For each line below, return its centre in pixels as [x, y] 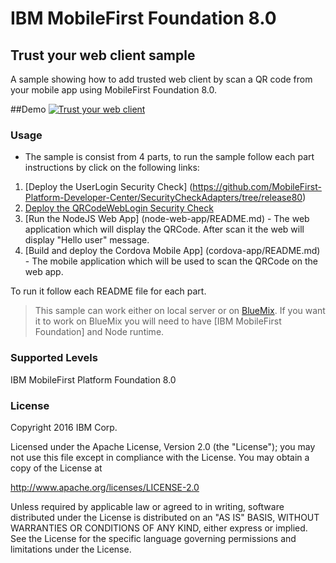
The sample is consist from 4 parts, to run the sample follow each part [169, 157]
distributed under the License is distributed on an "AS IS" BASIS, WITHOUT [165, 517]
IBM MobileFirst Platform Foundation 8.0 [93, 379]
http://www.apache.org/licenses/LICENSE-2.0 [105, 487]
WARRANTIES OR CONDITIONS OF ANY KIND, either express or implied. [159, 528]
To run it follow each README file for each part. [108, 291]
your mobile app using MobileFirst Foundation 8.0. [113, 90]
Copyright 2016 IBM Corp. [64, 427]
